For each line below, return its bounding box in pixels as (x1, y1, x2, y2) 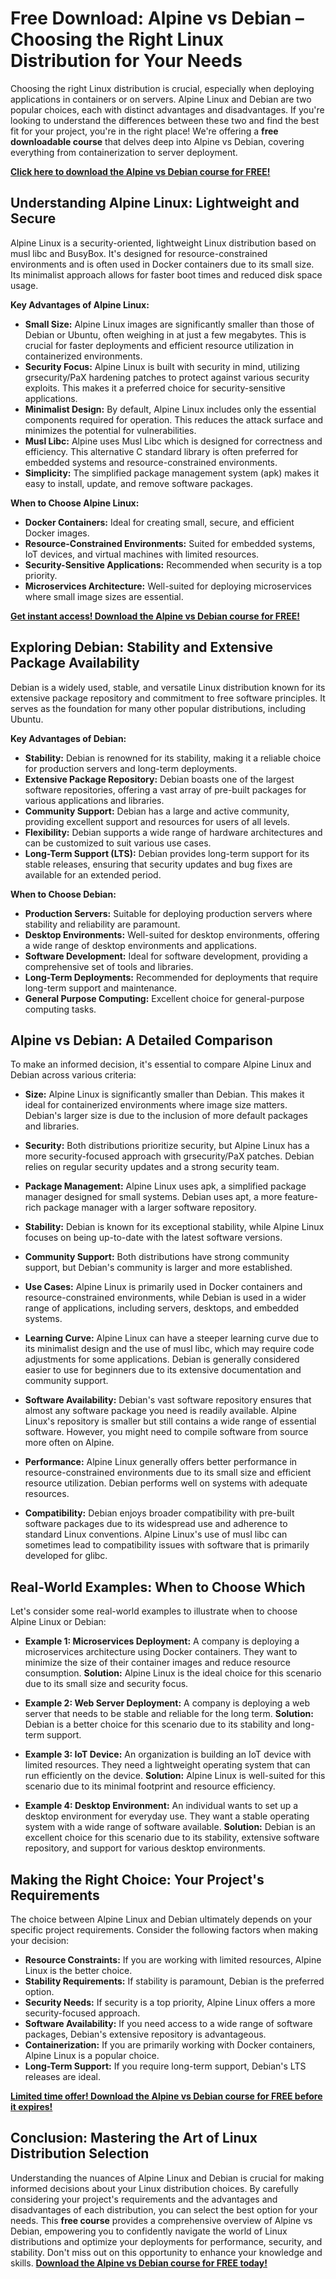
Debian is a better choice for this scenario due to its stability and (24, 1718, 291, 1731)
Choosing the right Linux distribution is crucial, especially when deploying (10, 82, 315, 94)
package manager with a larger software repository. (43, 1202, 257, 1214)
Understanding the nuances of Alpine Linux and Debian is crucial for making (10, 2172, 325, 2184)
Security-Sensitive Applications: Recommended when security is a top (24, 558, 323, 571)
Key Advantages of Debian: (10, 732, 127, 744)
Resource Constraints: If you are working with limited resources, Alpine (24, 1954, 322, 1966)
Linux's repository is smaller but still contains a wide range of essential (24, 1415, 317, 1427)
